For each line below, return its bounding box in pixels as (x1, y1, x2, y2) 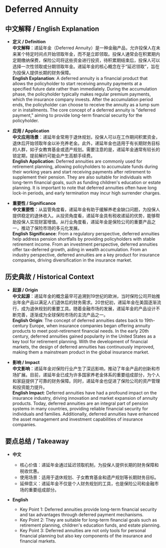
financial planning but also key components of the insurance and (19, 533, 152, 539)
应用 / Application (12, 128, 50, 134)
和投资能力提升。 (12, 384, 48, 390)
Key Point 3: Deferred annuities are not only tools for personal (19, 527, 146, 533)
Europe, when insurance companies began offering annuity (29, 322, 151, 329)
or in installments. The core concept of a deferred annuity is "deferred (12, 107, 156, 113)
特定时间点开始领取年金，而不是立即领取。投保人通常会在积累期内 (25, 51, 160, 57)
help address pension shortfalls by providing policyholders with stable (12, 236, 156, 242)
